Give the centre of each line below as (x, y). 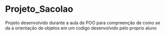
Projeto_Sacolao (39, 9)
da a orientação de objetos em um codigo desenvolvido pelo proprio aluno (81, 28)
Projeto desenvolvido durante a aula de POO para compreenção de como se (83, 23)
